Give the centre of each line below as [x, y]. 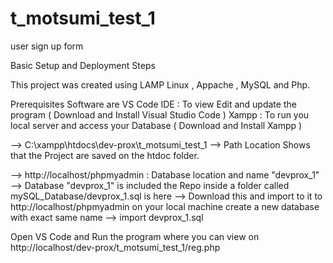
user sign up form [47, 46]
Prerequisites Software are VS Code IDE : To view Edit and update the [153, 104]
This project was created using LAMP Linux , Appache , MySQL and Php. [160, 84]
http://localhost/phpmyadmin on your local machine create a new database [165, 206]
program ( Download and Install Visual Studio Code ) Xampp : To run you [160, 114]
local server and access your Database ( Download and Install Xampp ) [156, 125]
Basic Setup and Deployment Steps [83, 65]
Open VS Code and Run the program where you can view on [135, 236]
